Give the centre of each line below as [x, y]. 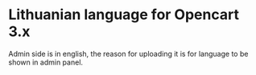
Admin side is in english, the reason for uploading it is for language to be [128, 53]
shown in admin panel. [45, 62]
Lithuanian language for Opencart [124, 15]
